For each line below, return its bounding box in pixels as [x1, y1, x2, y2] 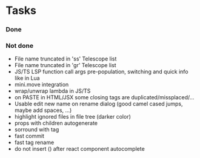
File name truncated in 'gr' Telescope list [14, 62, 116, 69]
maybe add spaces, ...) [14, 107, 72, 114]
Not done [5, 42, 34, 50]
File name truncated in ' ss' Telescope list [14, 55, 117, 62]
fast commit [14, 133, 45, 140]
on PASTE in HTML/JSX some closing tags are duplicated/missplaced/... [14, 94, 195, 101]
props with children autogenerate [14, 119, 98, 127]
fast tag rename [14, 139, 55, 146]
